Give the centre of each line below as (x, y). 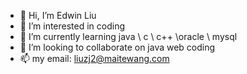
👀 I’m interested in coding (72, 26)
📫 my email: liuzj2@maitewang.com (94, 58)
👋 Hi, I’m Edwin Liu (58, 15)
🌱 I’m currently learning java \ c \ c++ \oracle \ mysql (128, 36)
